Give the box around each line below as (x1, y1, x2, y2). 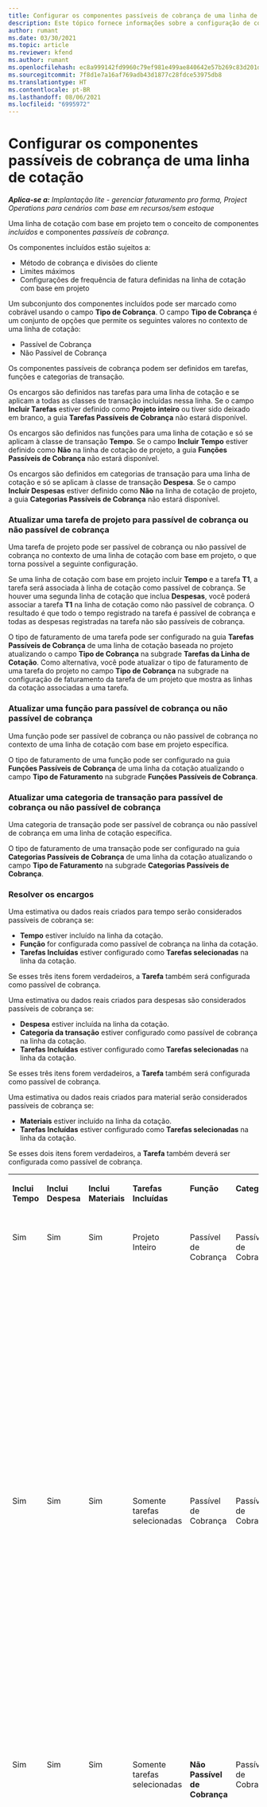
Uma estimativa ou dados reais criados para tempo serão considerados (8, 907, 242, 916)
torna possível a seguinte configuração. (8, 559, 138, 569)
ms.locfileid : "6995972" (8, 100, 91, 108)
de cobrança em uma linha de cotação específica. (8, 828, 172, 837)
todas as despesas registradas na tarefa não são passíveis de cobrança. (8, 617, 246, 626)
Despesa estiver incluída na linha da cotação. (19, 1020, 169, 1029)
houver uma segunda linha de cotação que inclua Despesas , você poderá (8, 591, 250, 601)
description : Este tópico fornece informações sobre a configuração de (8, 19, 250, 27)
